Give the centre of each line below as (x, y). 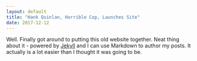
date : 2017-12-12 (28, 23)
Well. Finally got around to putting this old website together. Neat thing (93, 40)
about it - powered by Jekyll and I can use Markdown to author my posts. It (98, 46)
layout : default (26, 12)
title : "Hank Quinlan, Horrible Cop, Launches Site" (73, 17)
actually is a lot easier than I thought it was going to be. (74, 52)
